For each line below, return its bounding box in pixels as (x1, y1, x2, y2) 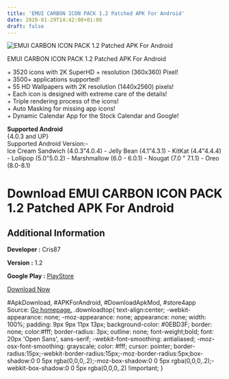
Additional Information (7, 227, 105, 239)
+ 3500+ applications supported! (7, 75, 100, 84)
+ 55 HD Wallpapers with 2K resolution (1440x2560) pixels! (7, 83, 174, 91)
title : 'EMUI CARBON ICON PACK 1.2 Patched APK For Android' (7, 10, 185, 17)
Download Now (7, 285, 51, 293)
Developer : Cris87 (7, 245, 61, 254)
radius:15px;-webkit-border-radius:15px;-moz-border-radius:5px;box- (7, 350, 204, 358)
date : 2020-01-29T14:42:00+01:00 (7, 16, 103, 23)
